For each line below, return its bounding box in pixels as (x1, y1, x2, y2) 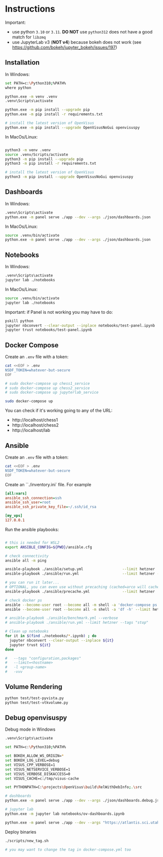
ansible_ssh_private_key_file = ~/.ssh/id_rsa (5, 504, 97, 510)
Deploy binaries (5, 829, 36, 835)
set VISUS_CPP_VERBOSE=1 (5, 762, 55, 767)
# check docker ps (5, 598, 42, 603)
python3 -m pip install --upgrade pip (5, 156, 83, 161)
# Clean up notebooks (5, 629, 49, 634)
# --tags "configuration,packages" (5, 656, 81, 661)
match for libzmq (12, 34, 46, 40)
